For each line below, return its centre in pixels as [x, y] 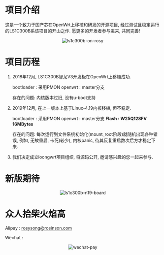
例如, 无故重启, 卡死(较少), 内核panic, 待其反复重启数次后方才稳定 [85, 140]
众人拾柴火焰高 [35, 214]
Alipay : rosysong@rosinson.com [39, 228]
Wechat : [14, 237]
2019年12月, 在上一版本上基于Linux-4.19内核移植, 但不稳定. [72, 108]
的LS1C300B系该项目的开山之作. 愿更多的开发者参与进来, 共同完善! [73, 31]
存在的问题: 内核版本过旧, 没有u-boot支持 [54, 97]
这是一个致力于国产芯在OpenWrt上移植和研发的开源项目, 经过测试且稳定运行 [82, 25]
